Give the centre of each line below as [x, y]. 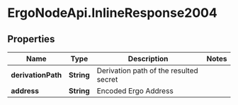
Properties [31, 39]
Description [148, 59]
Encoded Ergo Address [135, 91]
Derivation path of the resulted [147, 70]
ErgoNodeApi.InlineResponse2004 [112, 13]
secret [107, 79]
